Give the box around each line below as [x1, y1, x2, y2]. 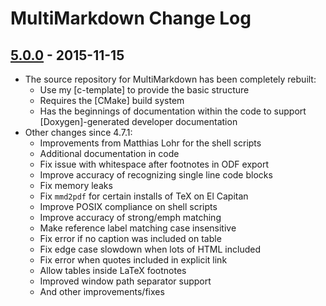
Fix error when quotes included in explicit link [39, 254, 228, 266]
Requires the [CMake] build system [39, 95, 185, 106]
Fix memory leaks [39, 180, 113, 191]
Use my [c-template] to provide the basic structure [39, 84, 250, 96]
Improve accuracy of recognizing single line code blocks [39, 169, 273, 181]
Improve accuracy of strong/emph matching [39, 212, 222, 223]
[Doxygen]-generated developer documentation [39, 116, 238, 127]
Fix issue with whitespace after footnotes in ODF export [39, 158, 270, 170]
